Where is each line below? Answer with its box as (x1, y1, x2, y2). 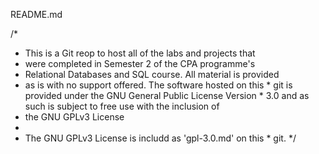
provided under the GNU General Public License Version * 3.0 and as (24, 90, 310, 101)
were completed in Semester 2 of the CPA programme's (24, 58, 256, 69)
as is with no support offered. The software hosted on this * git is (24, 79, 293, 91)
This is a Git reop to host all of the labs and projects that (24, 47, 256, 59)
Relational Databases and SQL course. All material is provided (24, 69, 280, 80)
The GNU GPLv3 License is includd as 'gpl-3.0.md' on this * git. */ (24, 132, 297, 144)
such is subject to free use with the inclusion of (24, 100, 220, 112)
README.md (10, 9, 63, 20)
